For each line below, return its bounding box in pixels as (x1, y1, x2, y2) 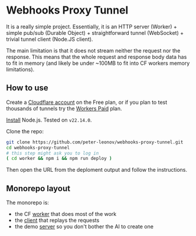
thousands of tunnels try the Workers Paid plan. (6, 104, 122, 112)
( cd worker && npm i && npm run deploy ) (6, 156, 112, 162)
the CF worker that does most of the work (14, 211, 117, 218)
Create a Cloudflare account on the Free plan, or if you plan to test (6, 99, 168, 106)
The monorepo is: (6, 199, 49, 206)
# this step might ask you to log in (6, 150, 99, 156)
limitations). (6, 65, 35, 73)
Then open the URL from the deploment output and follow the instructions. (6, 166, 188, 173)
